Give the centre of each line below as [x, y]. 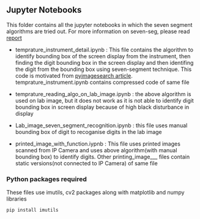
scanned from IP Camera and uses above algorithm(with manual [96, 150]
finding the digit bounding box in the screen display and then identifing [104, 62]
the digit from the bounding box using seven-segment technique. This [103, 69]
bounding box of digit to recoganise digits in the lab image [88, 132]
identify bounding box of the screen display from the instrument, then [103, 56]
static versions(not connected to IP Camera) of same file [86, 163]
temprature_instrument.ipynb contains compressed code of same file [102, 82]
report [14, 38]
